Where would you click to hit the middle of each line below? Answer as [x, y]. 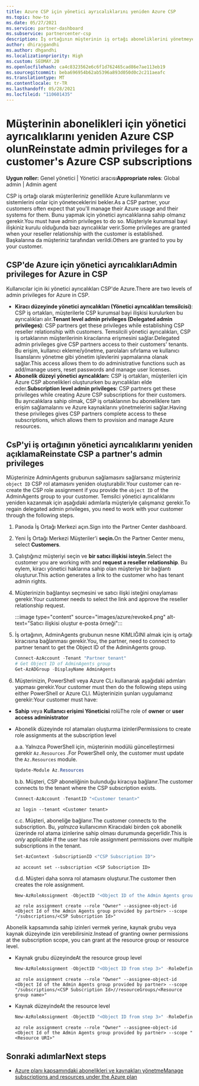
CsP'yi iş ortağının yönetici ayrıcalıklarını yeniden [99, 445]
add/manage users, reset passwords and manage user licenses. [93, 369]
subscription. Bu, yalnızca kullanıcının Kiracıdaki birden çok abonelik [98, 827]
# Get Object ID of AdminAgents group [62, 664]
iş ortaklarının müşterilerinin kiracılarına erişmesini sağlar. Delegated [97, 338]
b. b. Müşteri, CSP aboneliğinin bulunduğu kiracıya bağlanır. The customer [104, 782]
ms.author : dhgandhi [32, 50]
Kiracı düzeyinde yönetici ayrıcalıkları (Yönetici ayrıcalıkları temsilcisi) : [104, 306]
